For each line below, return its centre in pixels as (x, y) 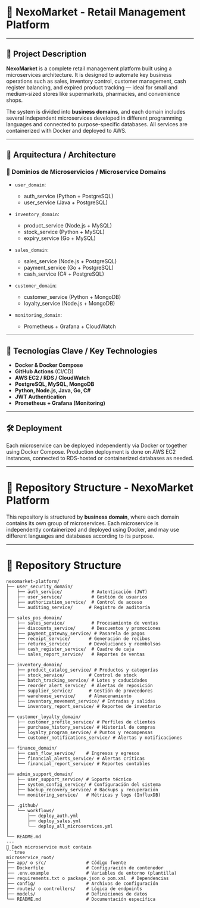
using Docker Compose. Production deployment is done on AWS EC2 (91, 452)
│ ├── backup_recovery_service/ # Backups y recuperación (82, 790)
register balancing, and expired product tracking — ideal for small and (92, 87)
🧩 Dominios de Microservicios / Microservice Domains (86, 172)
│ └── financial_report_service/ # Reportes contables (78, 764)
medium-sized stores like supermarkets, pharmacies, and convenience (93, 93)
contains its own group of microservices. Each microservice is (82, 523)
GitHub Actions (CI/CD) (44, 372)
